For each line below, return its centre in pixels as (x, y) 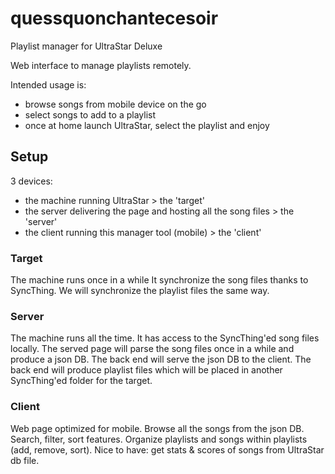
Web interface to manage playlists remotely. (101, 65)
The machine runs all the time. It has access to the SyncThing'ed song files (165, 338)
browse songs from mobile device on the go (115, 104)
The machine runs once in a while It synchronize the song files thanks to (159, 280)
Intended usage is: (48, 84)
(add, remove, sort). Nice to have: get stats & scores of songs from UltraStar (167, 449)
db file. (25, 460)
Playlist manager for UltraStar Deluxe (86, 46)
